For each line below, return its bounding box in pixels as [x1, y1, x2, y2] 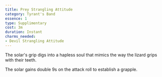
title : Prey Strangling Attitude [5, 7, 73, 12]
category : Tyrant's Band [5, 12, 55, 16]
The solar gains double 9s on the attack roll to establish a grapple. [5, 66, 138, 72]
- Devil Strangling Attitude [5, 39, 64, 44]
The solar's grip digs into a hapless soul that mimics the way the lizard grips [5, 52, 157, 58]
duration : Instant [5, 30, 42, 34]
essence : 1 [5, 16, 27, 21]
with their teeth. [5, 57, 36, 63]
